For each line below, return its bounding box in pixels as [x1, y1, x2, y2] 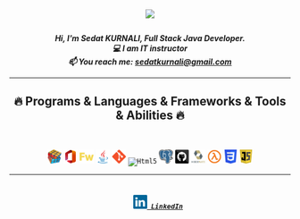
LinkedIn [150, 202, 183, 212]
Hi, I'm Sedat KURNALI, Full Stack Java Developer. [54, 32, 246, 43]
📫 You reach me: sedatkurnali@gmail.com [68, 56, 232, 67]
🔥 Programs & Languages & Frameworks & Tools [13, 94, 287, 109]
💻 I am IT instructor [112, 43, 187, 54]
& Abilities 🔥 [115, 108, 185, 123]
